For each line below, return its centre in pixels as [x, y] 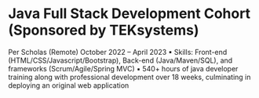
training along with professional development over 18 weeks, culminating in [129, 77]
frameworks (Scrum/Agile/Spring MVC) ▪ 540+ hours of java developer [123, 68]
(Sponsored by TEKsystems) [104, 30]
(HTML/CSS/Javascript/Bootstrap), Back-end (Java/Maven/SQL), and [120, 60]
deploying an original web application [69, 85]
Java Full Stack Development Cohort [129, 14]
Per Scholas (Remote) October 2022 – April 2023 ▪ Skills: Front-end [118, 52]
